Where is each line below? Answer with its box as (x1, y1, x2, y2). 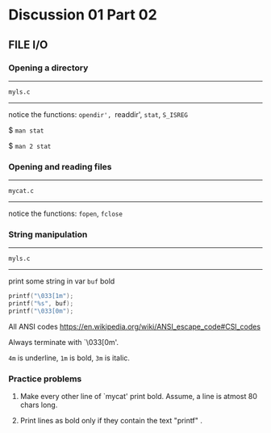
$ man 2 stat (8, 141, 52, 150)
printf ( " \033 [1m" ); (8, 292, 74, 301)
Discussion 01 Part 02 (8, 6, 157, 24)
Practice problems (8, 373, 82, 385)
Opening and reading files (8, 161, 112, 172)
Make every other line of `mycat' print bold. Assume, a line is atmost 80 (19, 392, 258, 401)
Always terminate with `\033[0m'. (8, 338, 119, 347)
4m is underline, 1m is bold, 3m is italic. (8, 353, 131, 363)
